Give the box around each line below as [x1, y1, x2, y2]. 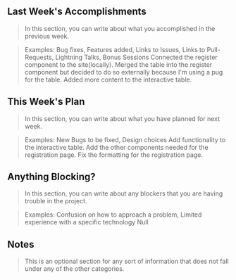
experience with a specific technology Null [24, 218, 149, 227]
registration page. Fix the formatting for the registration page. [24, 151, 203, 159]
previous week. [24, 32, 69, 40]
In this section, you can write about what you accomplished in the [24, 24, 216, 32]
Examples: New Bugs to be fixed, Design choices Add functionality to [24, 135, 226, 144]
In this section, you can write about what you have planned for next [24, 114, 221, 122]
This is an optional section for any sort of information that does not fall [24, 257, 229, 266]
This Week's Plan [7, 96, 85, 108]
